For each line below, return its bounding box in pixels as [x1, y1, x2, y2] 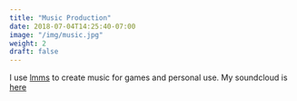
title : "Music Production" [9, 13, 112, 23]
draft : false [9, 47, 59, 56]
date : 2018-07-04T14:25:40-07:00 [9, 22, 136, 31]
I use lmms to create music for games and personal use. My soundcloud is [9, 72, 288, 83]
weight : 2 [9, 38, 47, 48]
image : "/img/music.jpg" [9, 30, 104, 39]
